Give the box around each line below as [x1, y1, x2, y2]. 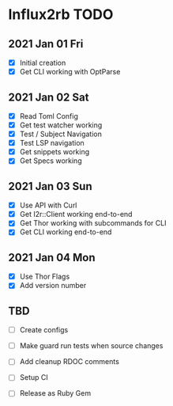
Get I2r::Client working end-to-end [19, 210, 133, 219]
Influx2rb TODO [8, 6, 114, 24]
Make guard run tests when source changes [19, 341, 164, 351]
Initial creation [19, 58, 66, 67]
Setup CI [19, 373, 49, 382]
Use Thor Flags [19, 271, 70, 282]
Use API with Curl [19, 200, 77, 211]
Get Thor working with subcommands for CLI [19, 218, 167, 228]
